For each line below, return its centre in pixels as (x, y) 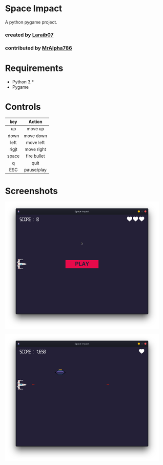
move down (35, 136)
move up (35, 129)
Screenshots (31, 191)
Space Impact (34, 9)
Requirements (34, 68)
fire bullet (36, 156)
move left (35, 142)
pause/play (35, 170)
